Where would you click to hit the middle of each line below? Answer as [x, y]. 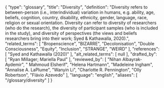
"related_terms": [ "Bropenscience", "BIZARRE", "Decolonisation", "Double [80, 44]
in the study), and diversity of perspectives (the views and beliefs [71, 33]
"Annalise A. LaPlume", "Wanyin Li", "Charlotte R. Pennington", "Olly [73, 70]
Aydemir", [15, 64]
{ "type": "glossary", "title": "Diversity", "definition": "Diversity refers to [76, 7]
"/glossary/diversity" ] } [29, 80]
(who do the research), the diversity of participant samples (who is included [82, 28]
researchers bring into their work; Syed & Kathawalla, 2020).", [67, 38]
